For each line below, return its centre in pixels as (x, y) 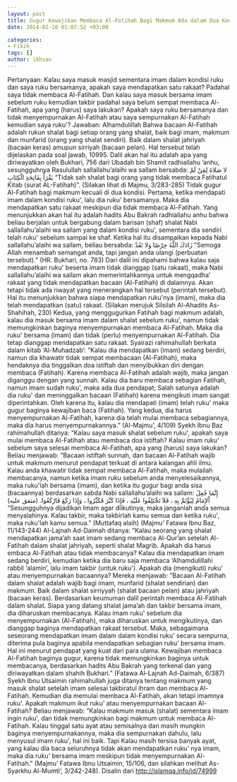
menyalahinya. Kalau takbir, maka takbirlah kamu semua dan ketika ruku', (114, 515)
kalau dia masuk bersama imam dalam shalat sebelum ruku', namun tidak (114, 320)
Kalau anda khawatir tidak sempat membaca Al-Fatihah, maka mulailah (110, 470)
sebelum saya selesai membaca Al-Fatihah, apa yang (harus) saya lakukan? (117, 448)
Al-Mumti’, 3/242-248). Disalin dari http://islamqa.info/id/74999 (125, 771)
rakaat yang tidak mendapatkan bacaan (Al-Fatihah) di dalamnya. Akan (110, 282)
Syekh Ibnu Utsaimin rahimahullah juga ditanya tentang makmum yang (109, 680)
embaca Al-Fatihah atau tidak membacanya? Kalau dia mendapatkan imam (116, 553)
